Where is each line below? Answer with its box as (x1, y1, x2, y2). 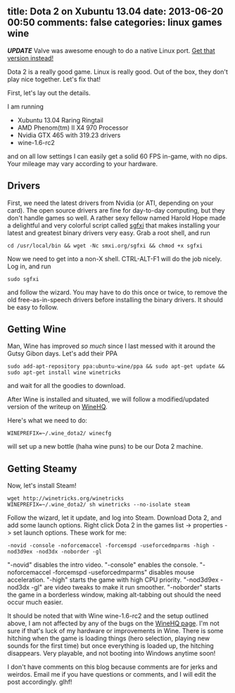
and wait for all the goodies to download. (7, 382, 126, 390)
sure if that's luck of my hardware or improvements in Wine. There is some (7, 627, 224, 635)
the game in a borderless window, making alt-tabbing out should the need (7, 591, 222, 599)
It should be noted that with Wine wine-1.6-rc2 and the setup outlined (7, 612, 209, 620)
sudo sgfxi (7, 275, 39, 282)
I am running (7, 102, 44, 111)
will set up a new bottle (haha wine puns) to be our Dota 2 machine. (7, 442, 203, 451)
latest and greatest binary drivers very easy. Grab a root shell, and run (7, 228, 210, 237)
